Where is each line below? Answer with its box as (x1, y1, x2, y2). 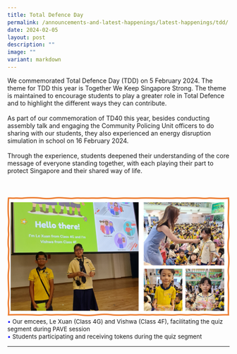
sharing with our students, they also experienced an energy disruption (7, 129, 212, 137)
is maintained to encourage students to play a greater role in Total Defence (7, 91, 224, 100)
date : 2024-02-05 (7, 26, 59, 33)
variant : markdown (7, 57, 61, 64)
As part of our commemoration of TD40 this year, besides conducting (7, 114, 210, 122)
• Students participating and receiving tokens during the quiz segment (7, 332, 202, 341)
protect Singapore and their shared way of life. (7, 166, 143, 175)
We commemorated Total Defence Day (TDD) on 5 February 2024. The (7, 76, 213, 85)
